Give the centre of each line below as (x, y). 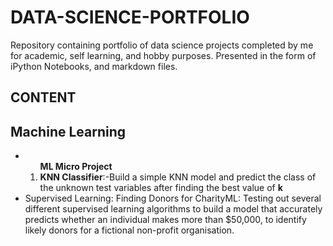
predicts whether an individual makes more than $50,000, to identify (165, 220)
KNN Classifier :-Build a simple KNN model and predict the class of (178, 177)
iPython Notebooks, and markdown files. (94, 66)
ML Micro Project (76, 167)
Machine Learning (68, 131)
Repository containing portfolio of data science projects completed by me (162, 45)
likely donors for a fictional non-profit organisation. (129, 230)
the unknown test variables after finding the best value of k (161, 188)
